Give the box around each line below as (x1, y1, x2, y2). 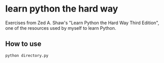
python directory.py (5, 53, 49, 58)
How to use (5, 40, 42, 48)
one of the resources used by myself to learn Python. (5, 25, 116, 31)
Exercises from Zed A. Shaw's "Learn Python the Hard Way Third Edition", (5, 20, 159, 26)
